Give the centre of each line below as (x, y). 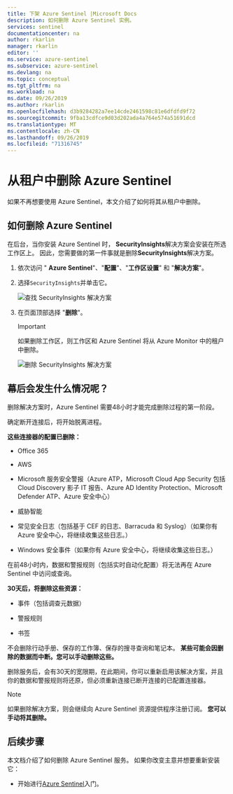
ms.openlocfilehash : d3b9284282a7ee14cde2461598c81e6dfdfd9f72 (101, 111)
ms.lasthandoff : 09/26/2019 (48, 137)
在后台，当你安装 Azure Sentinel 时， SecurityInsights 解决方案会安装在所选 (117, 244)
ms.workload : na (31, 92)
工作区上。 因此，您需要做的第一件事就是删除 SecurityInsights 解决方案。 (113, 252)
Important (31, 326)
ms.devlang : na (29, 72)
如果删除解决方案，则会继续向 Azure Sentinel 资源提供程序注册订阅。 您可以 (116, 709)
